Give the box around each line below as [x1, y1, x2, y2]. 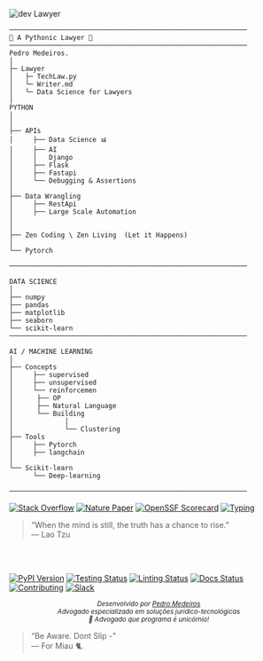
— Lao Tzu [30, 529, 71, 539]
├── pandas [9, 301, 50, 310]
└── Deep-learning [32, 471, 101, 480]
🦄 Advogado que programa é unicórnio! [88, 615, 210, 624]
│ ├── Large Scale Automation [9, 208, 137, 216]
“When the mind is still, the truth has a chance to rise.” [30, 520, 229, 530]
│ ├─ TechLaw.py [9, 72, 77, 81]
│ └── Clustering [9, 425, 121, 434]
